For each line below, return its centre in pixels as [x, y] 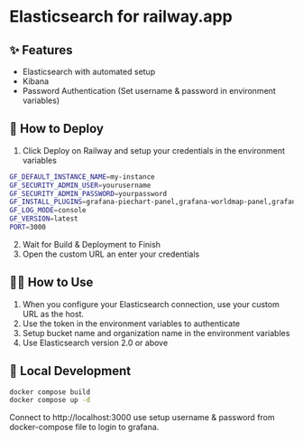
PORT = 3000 [28, 228]
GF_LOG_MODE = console [48, 211]
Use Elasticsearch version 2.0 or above [95, 342]
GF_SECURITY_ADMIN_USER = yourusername [80, 185]
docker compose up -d [50, 400]
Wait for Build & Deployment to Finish [91, 244]
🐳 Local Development [70, 371]
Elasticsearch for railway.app [121, 17]
